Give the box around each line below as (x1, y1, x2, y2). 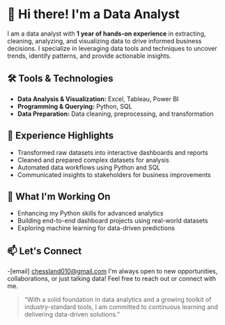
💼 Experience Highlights (7, 130, 114, 142)
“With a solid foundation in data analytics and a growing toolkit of (24, 296, 212, 304)
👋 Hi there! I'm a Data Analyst (7, 6, 180, 22)
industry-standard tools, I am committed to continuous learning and (24, 303, 218, 311)
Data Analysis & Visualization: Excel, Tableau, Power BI (17, 94, 179, 103)
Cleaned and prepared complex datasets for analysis (17, 156, 169, 164)
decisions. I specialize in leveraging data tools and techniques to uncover (7, 44, 217, 52)
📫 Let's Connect (7, 245, 82, 257)
